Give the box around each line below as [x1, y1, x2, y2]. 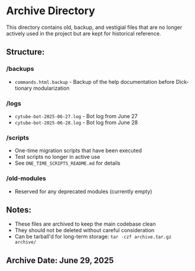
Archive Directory [6, 4, 96, 18]
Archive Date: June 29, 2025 [6, 255, 114, 265]
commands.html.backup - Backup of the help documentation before [14, 78, 175, 85]
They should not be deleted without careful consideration [14, 227, 155, 234]
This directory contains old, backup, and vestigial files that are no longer [6, 24, 183, 31]
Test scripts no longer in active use [14, 154, 100, 161]
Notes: [6, 205, 31, 215]
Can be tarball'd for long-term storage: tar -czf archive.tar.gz [14, 233, 172, 240]
